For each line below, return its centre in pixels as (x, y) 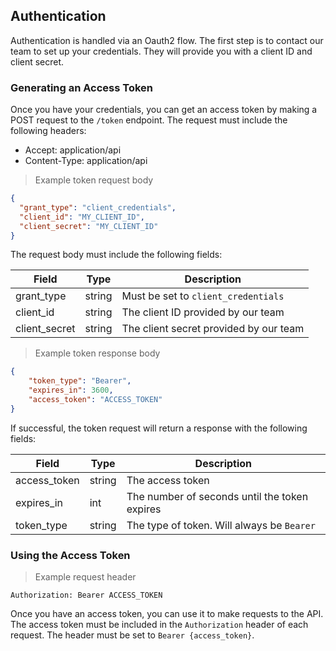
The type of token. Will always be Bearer (221, 525)
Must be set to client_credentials (203, 296)
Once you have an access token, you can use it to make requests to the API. (167, 614)
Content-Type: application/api (86, 161)
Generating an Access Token (82, 87)
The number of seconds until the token (217, 496)
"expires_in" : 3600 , (71, 390)
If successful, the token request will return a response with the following (159, 428)
